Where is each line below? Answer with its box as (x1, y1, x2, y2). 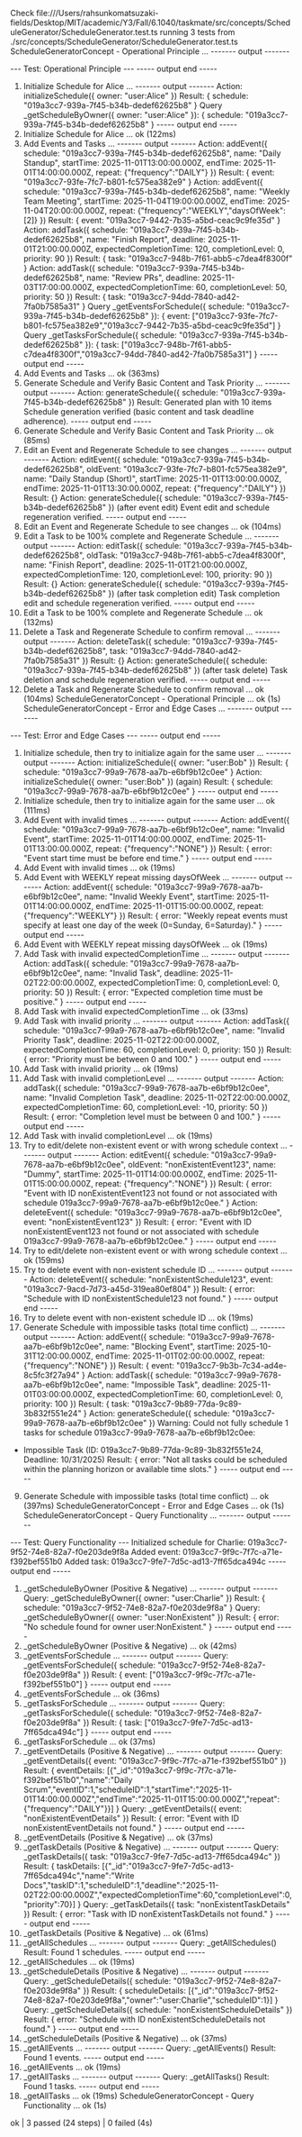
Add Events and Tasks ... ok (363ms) (22, 368, 160, 378)
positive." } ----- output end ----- (22, 996, 147, 1007)
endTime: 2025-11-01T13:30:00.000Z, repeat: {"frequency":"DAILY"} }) (22, 483, 287, 494)
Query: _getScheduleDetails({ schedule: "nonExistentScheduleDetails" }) (22, 2005, 293, 2014)
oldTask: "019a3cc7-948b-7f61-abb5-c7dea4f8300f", (85, 550, 287, 560)
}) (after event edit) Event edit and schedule (108, 502, 271, 513)
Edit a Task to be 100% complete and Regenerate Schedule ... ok (22, 607, 263, 618)
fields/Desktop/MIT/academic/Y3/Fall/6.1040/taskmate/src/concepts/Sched (10, 17, 291, 28)
